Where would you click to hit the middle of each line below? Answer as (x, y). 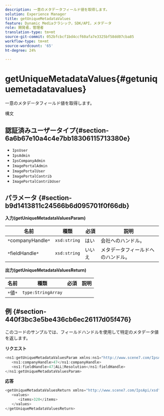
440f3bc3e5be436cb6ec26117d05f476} (68, 320)
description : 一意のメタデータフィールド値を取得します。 (57, 10)
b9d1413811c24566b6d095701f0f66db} (67, 206)
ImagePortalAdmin (30, 166)
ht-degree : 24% (20, 50)
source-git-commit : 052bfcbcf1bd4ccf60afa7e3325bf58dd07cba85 (70, 37)
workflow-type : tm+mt (27, 41)
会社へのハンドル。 (123, 241)
